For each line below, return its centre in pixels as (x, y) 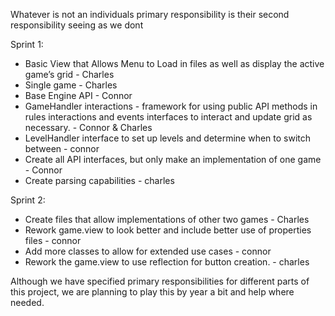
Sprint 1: (27, 44)
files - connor (53, 240)
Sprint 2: (28, 200)
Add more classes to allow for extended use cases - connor (148, 251)
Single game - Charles (71, 85)
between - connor (62, 148)
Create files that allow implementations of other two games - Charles (167, 219)
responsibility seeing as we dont (77, 25)
